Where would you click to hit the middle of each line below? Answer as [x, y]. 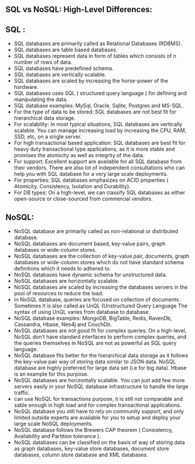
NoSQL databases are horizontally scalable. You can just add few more [99, 380]
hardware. [26, 87]
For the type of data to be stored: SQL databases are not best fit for [95, 112]
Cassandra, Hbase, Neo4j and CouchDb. [63, 324]
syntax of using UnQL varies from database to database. [82, 312]
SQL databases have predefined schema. [64, 68]
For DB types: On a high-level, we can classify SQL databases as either [100, 193]
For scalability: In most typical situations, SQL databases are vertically [98, 124]
